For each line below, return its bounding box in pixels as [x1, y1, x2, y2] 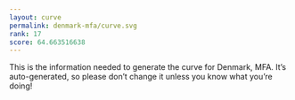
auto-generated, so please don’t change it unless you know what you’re [9, 72, 274, 82]
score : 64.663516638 [9, 37, 86, 47]
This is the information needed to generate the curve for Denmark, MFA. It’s [9, 62, 287, 73]
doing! [9, 81, 33, 91]
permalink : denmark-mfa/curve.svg [9, 21, 138, 30]
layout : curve [9, 12, 62, 22]
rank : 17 [9, 29, 42, 38]
